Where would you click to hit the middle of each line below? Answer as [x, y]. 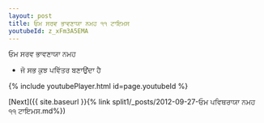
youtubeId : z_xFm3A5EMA [49, 31]
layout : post [30, 16]
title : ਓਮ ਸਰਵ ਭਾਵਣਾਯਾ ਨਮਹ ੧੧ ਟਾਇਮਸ [69, 23]
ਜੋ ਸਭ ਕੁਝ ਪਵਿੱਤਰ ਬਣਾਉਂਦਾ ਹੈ [60, 70]
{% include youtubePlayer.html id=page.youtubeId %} [98, 87]
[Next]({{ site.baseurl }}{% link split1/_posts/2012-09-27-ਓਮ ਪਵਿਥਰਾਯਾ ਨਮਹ [132, 102]
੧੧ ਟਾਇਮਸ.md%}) [37, 111]
